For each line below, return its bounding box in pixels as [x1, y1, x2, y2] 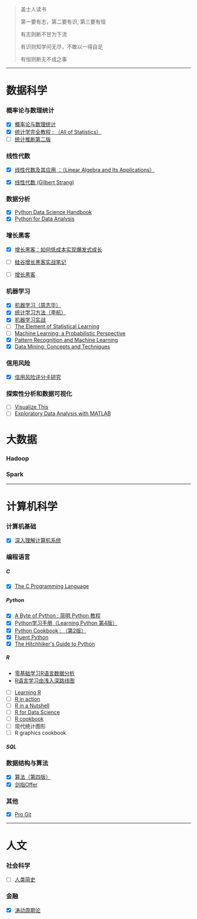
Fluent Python [14, 633, 49, 640]
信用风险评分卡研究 [14, 373, 62, 381]
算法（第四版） [14, 773, 51, 781]
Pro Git [14, 811, 32, 818]
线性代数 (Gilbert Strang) [14, 179, 74, 186]
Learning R [14, 689, 41, 696]
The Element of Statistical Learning [14, 323, 100, 330]
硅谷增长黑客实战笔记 [14, 258, 66, 265]
